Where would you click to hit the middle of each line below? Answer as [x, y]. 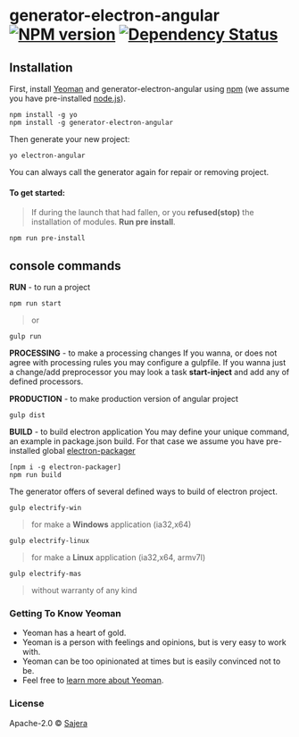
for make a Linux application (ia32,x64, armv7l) [118, 557]
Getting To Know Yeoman [66, 613]
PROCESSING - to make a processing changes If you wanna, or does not [143, 353]
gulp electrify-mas [46, 574]
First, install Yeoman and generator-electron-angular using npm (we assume [149, 89]
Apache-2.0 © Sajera [48, 723]
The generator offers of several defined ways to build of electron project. [144, 491]
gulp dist [28, 415]
